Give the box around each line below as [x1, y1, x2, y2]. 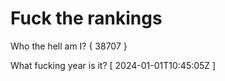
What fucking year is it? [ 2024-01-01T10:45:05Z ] [10, 59, 217, 71]
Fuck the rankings [10, 7, 163, 30]
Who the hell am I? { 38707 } [10, 40, 128, 52]
